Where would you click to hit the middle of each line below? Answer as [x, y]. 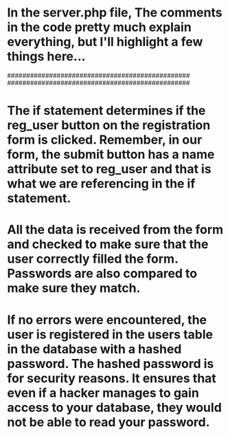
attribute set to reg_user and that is [109, 169]
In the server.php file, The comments [115, 13]
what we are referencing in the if [101, 184]
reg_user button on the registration [109, 126]
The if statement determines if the [106, 111]
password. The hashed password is [111, 363]
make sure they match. [74, 288]
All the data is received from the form [115, 230]
